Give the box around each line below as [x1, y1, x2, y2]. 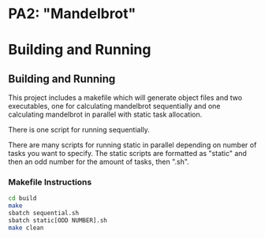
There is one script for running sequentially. [8, 125, 150, 135]
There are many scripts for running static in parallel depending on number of [8, 140, 257, 150]
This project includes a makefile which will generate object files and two [8, 93, 243, 102]
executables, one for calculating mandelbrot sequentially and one [8, 102, 221, 111]
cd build [8, 195, 37, 203]
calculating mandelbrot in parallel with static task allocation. [8, 110, 203, 119]
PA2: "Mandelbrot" [8, 5, 136, 23]
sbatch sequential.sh [8, 210, 80, 218]
